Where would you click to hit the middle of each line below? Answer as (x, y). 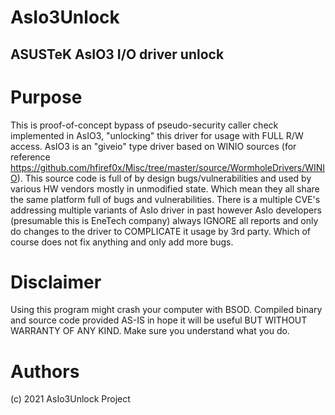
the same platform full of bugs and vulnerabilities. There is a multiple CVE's (165, 199)
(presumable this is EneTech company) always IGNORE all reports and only (164, 220)
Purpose (46, 97)
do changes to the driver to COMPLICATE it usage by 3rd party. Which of (161, 231)
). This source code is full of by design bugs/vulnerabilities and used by (164, 178)
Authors (45, 371)
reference (30, 157)
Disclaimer (56, 282)
